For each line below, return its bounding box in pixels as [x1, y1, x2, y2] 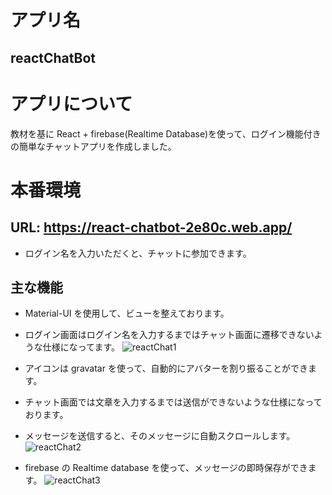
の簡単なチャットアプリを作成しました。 [10, 140, 177, 152]
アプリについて [10, 92, 133, 115]
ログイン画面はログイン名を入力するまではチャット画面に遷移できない [24, 329, 315, 341]
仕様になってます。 [42, 341, 120, 353]
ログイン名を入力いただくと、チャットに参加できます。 [24, 247, 252, 259]
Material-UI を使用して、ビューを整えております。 [24, 307, 230, 320]
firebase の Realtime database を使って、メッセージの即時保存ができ [24, 462, 308, 474]
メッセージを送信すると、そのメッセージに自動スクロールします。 [24, 430, 296, 442]
